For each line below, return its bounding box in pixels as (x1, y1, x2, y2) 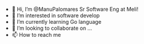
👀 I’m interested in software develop (11, 12, 100, 19)
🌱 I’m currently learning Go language (11, 18, 102, 25)
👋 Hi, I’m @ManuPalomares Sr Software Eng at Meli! (11, 6, 139, 12)
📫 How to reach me (11, 32, 61, 38)
